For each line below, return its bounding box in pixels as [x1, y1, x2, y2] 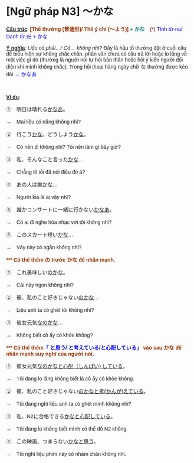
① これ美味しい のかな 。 [6, 269, 68, 276]
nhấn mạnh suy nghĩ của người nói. [6, 350, 94, 357]
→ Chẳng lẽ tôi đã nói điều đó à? [6, 168, 86, 175]
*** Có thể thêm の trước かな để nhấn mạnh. [6, 256, 116, 263]
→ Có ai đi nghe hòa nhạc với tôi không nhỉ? [6, 219, 112, 226]
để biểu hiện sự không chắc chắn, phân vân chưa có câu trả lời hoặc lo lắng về [6, 50, 188, 57]
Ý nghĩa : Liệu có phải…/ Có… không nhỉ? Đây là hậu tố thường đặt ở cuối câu [6, 44, 187, 51]
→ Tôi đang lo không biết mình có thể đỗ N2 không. [6, 425, 128, 432]
